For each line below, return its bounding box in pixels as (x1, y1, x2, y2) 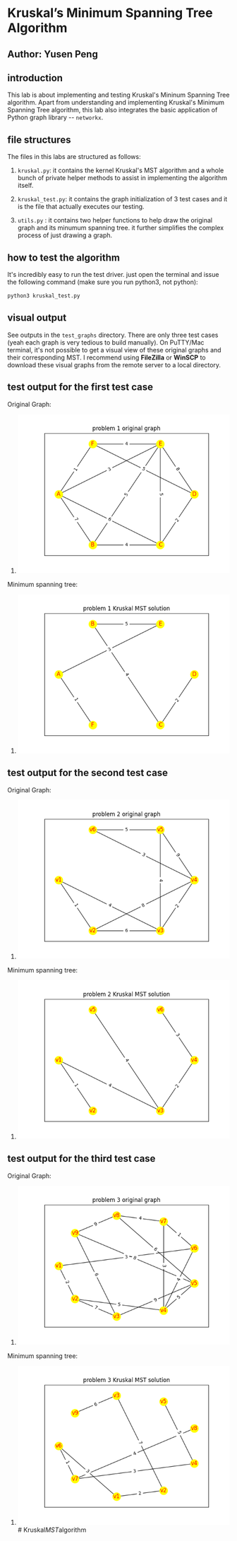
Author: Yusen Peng (7, 48, 99, 60)
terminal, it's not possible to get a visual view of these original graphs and (7, 345, 221, 354)
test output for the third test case (7, 1153, 156, 1165)
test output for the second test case (7, 767, 168, 779)
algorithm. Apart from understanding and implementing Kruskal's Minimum (7, 98, 224, 107)
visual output (7, 312, 67, 324)
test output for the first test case (7, 381, 154, 393)
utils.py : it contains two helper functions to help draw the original (17, 216, 213, 225)
